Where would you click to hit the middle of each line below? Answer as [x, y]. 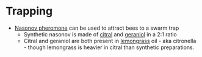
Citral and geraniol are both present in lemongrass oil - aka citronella [110, 41]
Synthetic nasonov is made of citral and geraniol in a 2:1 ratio [100, 34]
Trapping [29, 11]
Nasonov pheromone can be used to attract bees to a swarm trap [97, 28]
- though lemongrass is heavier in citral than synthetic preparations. [109, 47]
